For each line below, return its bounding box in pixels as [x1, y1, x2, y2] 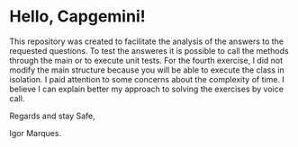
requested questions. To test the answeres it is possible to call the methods [9, 45, 290, 56]
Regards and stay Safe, [9, 110, 96, 121]
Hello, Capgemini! [9, 6, 146, 27]
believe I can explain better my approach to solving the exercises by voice [9, 83, 284, 94]
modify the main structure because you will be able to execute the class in [9, 65, 285, 75]
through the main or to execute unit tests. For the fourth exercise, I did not [9, 55, 284, 65]
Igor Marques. [9, 127, 61, 138]
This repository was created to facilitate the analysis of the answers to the [9, 36, 284, 47]
